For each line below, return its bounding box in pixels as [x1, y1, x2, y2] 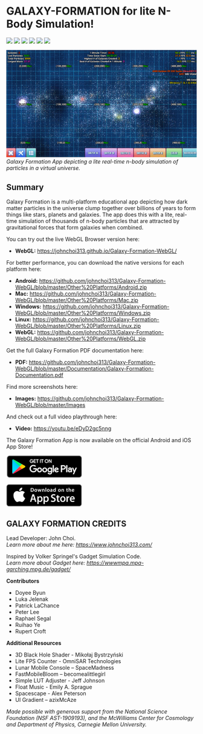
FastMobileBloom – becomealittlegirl [14, 670, 106, 678]
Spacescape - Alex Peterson [14, 690, 86, 697]
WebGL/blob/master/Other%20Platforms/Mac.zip [14, 297, 139, 304]
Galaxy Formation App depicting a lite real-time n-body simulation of [6, 158, 178, 165]
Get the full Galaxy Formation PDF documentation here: [6, 347, 144, 354]
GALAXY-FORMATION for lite [6, 4, 156, 18]
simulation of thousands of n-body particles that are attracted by [18, 217, 180, 225]
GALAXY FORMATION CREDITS [6, 518, 127, 529]
